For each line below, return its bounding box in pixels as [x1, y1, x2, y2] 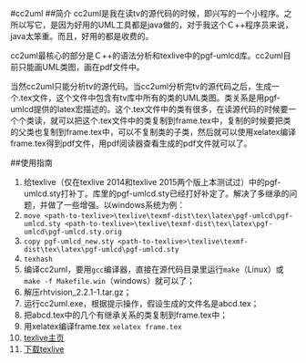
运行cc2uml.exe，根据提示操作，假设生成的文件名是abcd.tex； [23, 298, 260, 308]
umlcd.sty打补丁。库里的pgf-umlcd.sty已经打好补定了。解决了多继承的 [23, 188, 290, 199]
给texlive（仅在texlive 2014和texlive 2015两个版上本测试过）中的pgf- [23, 177, 281, 187]
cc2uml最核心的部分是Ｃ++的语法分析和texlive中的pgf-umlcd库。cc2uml [10, 50, 283, 61]
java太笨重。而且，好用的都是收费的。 [10, 31, 154, 41]
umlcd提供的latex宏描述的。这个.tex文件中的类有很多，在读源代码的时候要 [10, 104, 289, 114]
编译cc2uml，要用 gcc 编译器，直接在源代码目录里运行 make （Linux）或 [23, 264, 284, 275]
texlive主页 [23, 332, 65, 343]
